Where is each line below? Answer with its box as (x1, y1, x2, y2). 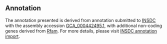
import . (5, 33, 20, 39)
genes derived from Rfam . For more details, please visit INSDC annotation (5, 27, 157, 34)
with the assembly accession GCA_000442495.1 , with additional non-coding (5, 22, 162, 28)
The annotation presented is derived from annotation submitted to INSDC (5, 17, 156, 23)
